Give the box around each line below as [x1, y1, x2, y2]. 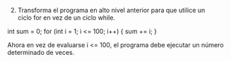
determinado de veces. [7, 49, 75, 56]
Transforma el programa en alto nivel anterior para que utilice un [17, 6, 206, 14]
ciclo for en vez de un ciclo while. [17, 13, 115, 22]
